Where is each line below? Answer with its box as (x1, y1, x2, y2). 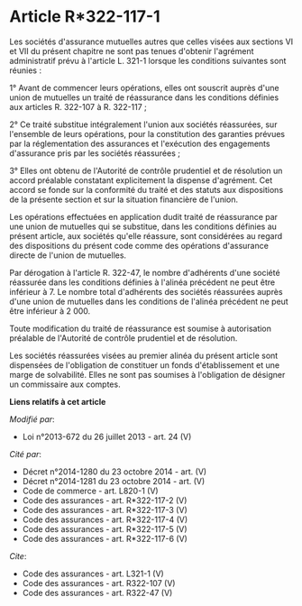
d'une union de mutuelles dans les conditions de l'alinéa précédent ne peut (9, 296, 288, 307)
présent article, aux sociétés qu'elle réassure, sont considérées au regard (9, 230, 283, 241)
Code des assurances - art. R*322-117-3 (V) (22, 504, 188, 515)
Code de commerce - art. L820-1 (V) (22, 485, 160, 496)
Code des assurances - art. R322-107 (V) (22, 577, 176, 588)
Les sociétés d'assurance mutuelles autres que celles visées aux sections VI (9, 36, 294, 47)
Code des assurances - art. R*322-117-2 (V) (22, 494, 188, 506)
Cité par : (9, 448, 42, 459)
